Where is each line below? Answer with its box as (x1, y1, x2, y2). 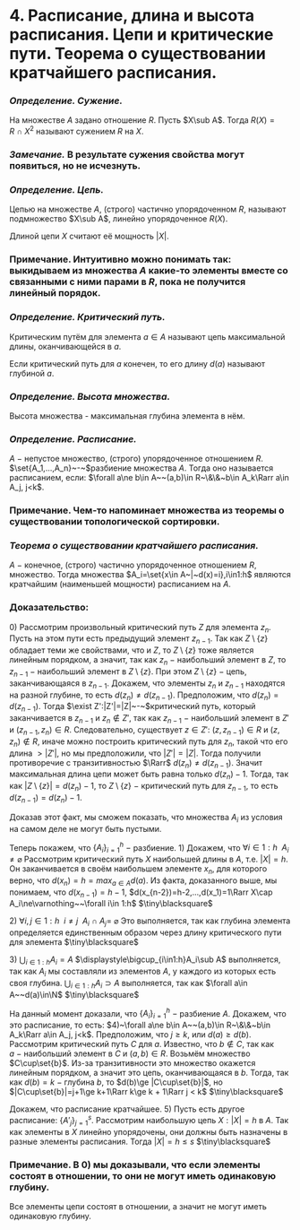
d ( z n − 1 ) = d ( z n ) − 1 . (9, 793, 82, 805)
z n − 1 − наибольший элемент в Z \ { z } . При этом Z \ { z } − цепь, (9, 666, 247, 679)
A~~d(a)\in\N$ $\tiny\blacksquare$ (9, 989, 140, 1000)
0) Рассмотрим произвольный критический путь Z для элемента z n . (9, 621, 271, 635)
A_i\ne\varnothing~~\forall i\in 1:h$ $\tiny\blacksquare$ (9, 898, 213, 909)
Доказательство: (9, 602, 90, 614)
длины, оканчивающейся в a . (9, 341, 122, 351)
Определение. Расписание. (9, 432, 137, 445)
